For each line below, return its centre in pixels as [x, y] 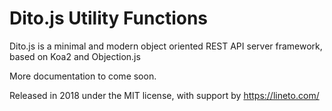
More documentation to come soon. [83, 76]
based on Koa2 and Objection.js [75, 56]
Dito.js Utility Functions [109, 18]
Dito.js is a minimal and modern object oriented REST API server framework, [166, 46]
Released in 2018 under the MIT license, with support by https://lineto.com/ [164, 95]
